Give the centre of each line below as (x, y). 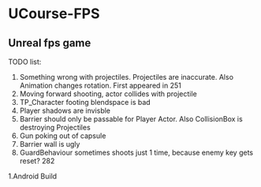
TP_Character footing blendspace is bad (85, 102)
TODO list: (25, 62)
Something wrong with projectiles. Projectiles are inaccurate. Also (127, 77)
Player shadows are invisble (65, 110)
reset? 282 (37, 161)
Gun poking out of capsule (63, 136)
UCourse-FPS (54, 14)
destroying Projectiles (55, 127)
